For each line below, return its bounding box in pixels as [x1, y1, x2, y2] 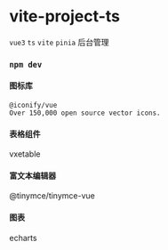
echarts [9, 232, 37, 243]
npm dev [9, 60, 43, 69]
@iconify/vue [9, 101, 58, 110]
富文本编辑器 [9, 170, 56, 181]
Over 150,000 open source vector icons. [9, 109, 162, 117]
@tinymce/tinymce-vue [9, 190, 95, 201]
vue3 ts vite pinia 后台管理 [9, 36, 109, 47]
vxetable [9, 149, 41, 159]
